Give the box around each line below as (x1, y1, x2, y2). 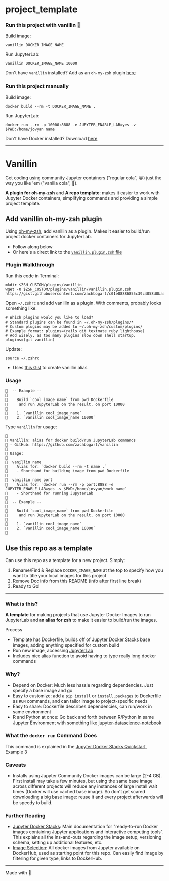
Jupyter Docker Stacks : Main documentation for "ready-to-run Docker (12, 824, 158, 830)
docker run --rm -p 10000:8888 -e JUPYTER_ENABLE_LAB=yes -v (5, 122, 136, 127)
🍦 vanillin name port (5, 477, 53, 483)
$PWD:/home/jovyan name (5, 127, 55, 132)
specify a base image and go (12, 687, 73, 693)
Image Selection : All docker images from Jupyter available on (12, 845, 140, 851)
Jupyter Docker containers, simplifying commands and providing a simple (5, 195, 158, 201)
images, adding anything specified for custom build (12, 642, 119, 648)
